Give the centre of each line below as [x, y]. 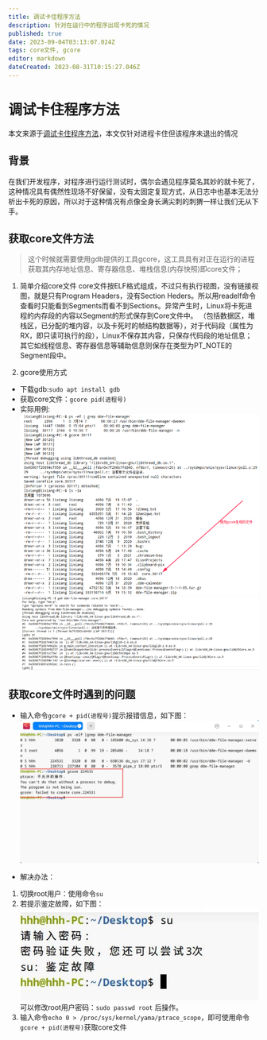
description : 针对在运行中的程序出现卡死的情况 [79, 25]
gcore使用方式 [43, 373]
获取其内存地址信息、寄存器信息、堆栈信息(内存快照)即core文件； [135, 269]
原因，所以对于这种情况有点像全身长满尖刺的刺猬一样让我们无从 [147, 201]
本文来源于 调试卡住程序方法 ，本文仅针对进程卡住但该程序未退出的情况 [123, 133]
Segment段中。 [45, 356]
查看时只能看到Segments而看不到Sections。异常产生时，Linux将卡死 [132, 306]
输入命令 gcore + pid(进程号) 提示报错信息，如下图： [104, 715]
